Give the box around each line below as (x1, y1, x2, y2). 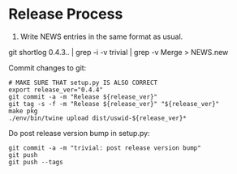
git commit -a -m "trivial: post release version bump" (8, 143, 201, 152)
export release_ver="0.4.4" (8, 86, 104, 94)
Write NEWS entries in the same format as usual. (19, 32, 183, 41)
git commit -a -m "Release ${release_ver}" (8, 92, 158, 101)
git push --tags (8, 158, 63, 166)
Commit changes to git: (8, 62, 87, 73)
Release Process (8, 5, 123, 23)
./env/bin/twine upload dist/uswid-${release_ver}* (8, 114, 187, 122)
